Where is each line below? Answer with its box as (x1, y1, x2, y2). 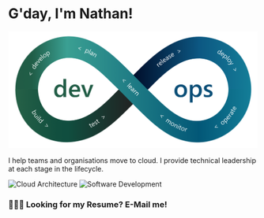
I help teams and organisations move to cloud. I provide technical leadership (8, 155, 257, 165)
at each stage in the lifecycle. (8, 164, 104, 173)
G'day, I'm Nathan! (8, 5, 134, 23)
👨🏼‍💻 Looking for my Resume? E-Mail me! (8, 198, 168, 209)
